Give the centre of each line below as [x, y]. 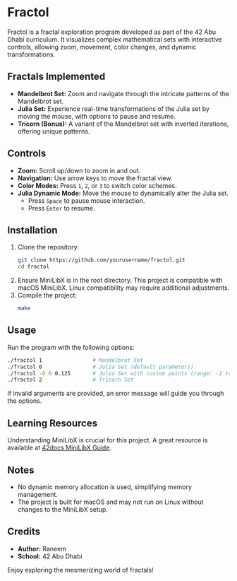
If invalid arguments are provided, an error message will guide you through [116, 394]
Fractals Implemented [56, 77]
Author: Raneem [42, 548]
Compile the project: [47, 295]
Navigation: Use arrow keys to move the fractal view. [95, 178]
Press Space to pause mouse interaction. [86, 200]
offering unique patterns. [54, 131]
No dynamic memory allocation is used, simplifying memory [105, 487]
